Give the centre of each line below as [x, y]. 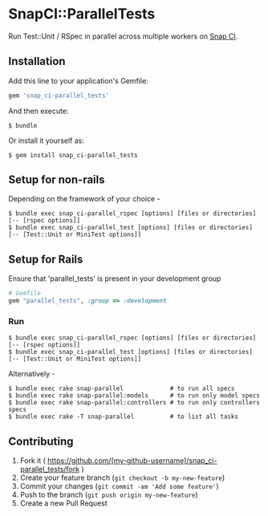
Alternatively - [32, 374]
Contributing [41, 441]
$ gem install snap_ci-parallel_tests [73, 155]
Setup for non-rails [57, 180]
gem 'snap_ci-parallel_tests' [59, 95]
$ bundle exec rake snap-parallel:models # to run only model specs [134, 396]
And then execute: [39, 111]
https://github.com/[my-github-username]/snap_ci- [132, 461]
